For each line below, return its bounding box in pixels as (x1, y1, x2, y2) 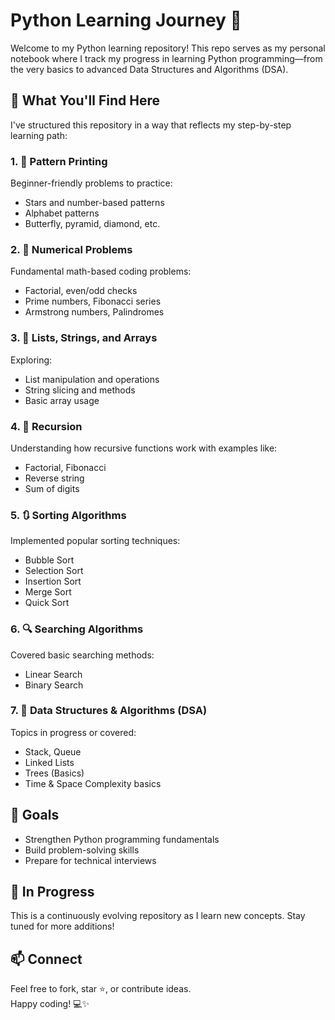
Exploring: (10, 354, 53, 366)
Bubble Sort (24, 554, 75, 566)
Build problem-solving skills (24, 844, 140, 856)
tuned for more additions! (10, 920, 115, 933)
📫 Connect (10, 950, 83, 968)
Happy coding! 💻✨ (10, 998, 90, 1010)
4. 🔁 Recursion (10, 419, 83, 433)
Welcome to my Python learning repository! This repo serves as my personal (10, 42, 326, 54)
